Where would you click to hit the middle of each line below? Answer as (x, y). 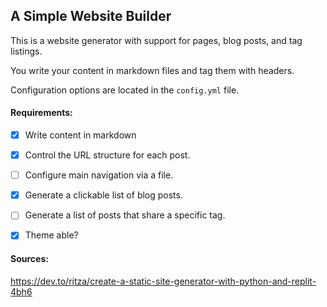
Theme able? (51, 235)
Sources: (29, 258)
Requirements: (41, 113)
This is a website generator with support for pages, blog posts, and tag (156, 40)
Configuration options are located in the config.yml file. (125, 90)
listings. (26, 51)
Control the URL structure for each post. (107, 155)
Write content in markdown (80, 135)
